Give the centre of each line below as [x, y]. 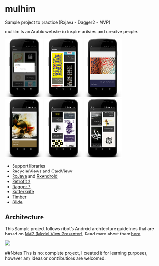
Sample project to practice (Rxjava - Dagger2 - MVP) [58, 22]
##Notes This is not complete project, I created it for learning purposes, [77, 253]
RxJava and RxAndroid [35, 176]
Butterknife [23, 191]
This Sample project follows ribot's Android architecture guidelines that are [79, 229]
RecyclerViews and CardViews [43, 171]
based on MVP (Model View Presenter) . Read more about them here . [73, 234]
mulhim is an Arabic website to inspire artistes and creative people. [72, 31]
